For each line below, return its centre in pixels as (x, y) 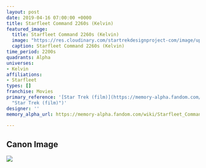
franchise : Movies (30, 92)
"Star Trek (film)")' (40, 103)
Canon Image (32, 144)
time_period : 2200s (31, 52)
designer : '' (23, 108)
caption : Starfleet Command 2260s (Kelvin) (68, 46)
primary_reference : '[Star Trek (48, 97)
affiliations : (25, 75)
